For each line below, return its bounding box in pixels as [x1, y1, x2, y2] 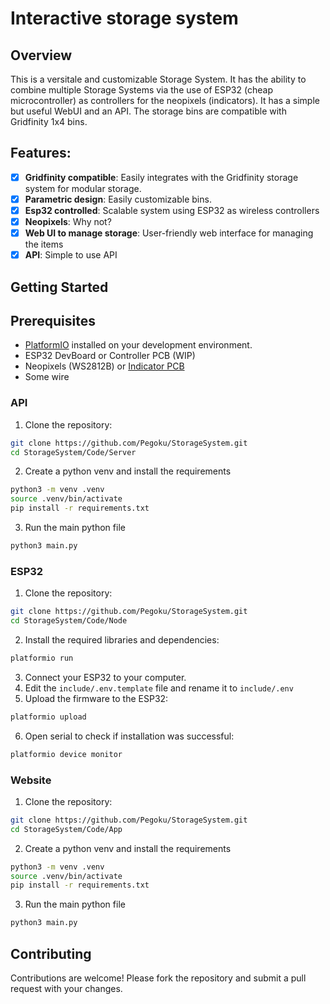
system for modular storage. [24, 182, 142, 194]
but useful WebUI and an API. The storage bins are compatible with [10, 105, 287, 117]
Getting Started [10, 278, 109, 296]
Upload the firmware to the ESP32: [24, 692, 169, 704]
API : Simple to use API [24, 249, 118, 261]
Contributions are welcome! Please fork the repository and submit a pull [10, 972, 307, 984]
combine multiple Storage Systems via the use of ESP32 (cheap [10, 84, 273, 96]
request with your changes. [10, 982, 123, 994]
